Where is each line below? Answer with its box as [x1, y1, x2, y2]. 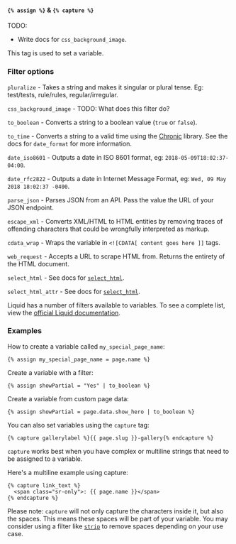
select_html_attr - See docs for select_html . [7, 287, 140, 295]
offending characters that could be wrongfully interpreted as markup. [7, 224, 210, 233]
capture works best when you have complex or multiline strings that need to [7, 447, 229, 455]
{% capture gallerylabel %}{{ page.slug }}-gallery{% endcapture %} [7, 434, 214, 442]
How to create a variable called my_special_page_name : [7, 342, 165, 351]
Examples [7, 326, 43, 336]
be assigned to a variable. [7, 455, 83, 463]
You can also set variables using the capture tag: [7, 420, 150, 429]
